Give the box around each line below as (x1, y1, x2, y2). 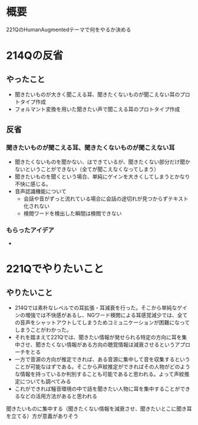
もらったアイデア (6, 226, 55, 234)
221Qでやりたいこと (6, 262, 104, 276)
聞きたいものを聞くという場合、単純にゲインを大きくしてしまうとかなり (14, 173, 190, 180)
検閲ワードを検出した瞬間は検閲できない (23, 210, 122, 217)
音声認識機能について (14, 187, 67, 195)
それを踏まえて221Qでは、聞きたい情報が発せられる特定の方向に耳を (14, 334, 182, 341)
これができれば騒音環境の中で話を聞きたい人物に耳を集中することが (14, 385, 180, 392)
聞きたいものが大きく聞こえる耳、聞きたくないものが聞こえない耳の (14, 91, 180, 98)
